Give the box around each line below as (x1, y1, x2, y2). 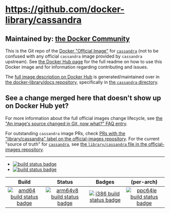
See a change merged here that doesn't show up (5, 94, 161, 102)
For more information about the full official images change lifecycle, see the (5, 115, 163, 121)
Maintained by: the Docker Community (5, 34, 130, 43)
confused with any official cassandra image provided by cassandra (5, 53, 143, 59)
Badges (96, 178, 115, 185)
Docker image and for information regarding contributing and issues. (5, 64, 148, 70)
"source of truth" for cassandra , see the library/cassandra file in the (5, 141, 148, 147)
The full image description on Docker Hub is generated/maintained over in (5, 74, 160, 79)
